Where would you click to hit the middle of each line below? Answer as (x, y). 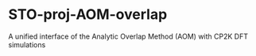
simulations (27, 44)
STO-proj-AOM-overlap (88, 15)
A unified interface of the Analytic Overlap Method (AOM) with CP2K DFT (128, 36)
